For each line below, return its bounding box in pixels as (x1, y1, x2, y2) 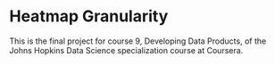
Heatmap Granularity (9, 6, 169, 27)
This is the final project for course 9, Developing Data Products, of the (9, 36, 267, 46)
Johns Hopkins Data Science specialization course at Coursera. (9, 44, 244, 55)
